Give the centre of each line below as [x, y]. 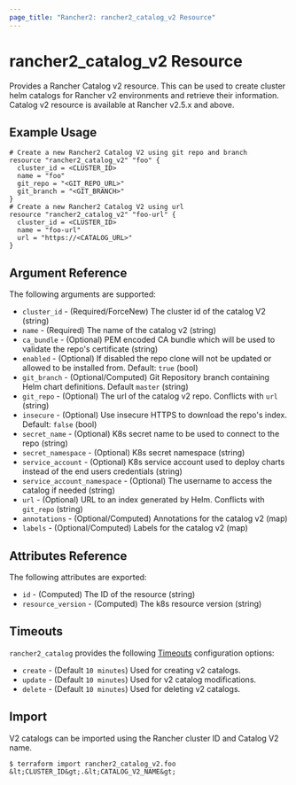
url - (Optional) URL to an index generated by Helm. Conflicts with [143, 500]
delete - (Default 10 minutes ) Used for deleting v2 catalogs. [131, 688]
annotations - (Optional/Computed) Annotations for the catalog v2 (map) [155, 518]
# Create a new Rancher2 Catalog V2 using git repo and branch [129, 153]
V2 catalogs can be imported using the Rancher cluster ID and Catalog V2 [144, 738]
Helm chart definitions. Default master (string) [105, 387]
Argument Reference [68, 272]
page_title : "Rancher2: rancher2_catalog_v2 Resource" [113, 17]
